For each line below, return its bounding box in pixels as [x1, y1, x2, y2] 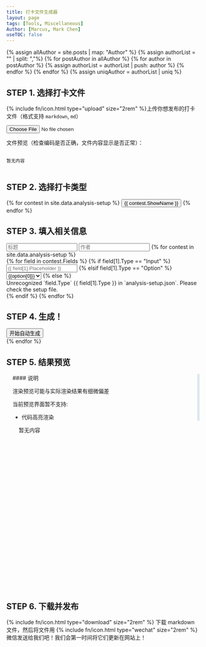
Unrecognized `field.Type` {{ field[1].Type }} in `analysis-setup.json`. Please [6, 279, 197, 286]
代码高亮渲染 [21, 413, 54, 421]
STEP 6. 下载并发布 [6, 601, 79, 611]
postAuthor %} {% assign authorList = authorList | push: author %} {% [6, 62, 185, 69]
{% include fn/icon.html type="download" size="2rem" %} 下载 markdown [6, 619, 195, 626]
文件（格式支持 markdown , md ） [6, 112, 82, 120]
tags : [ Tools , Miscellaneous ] [6, 20, 84, 26]
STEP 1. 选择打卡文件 [6, 87, 86, 98]
